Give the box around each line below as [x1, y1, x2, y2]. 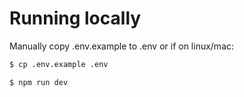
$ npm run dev [9, 77, 69, 87]
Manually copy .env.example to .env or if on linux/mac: [9, 40, 235, 52]
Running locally [9, 7, 142, 30]
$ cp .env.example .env [9, 59, 109, 69]
